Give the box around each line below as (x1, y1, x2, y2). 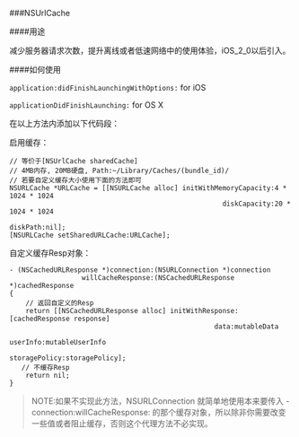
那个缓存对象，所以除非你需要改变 (160, 407, 286, 417)
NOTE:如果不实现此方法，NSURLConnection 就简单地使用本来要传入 (31, 396, 285, 406)
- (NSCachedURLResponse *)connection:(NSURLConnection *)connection (9, 266, 271, 275)
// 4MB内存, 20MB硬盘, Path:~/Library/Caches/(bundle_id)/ (9, 166, 230, 175)
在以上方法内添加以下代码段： (9, 118, 119, 128)
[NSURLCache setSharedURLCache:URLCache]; (9, 231, 171, 240)
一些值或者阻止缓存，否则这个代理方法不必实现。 (31, 418, 213, 429)
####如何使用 (9, 65, 61, 74)
